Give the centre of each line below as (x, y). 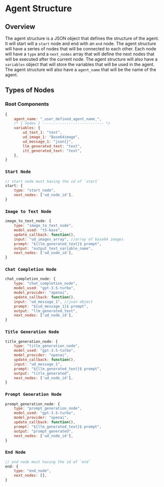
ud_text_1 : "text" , (43, 133)
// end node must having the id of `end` (48, 462)
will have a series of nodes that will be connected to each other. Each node (81, 49)
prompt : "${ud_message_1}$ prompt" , (51, 306)
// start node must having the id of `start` (52, 181)
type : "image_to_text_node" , (44, 226)
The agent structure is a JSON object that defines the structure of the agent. (82, 38)
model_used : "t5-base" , (38, 230)
